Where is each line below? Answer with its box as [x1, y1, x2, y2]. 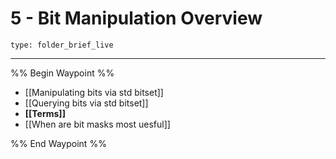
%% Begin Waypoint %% [10, 67, 115, 79]
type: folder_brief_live [10, 40, 114, 50]
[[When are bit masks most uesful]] [24, 118, 171, 130]
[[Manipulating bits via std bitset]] [24, 86, 164, 98]
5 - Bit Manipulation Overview [10, 7, 263, 30]
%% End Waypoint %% [10, 137, 107, 149]
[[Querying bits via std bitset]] [24, 97, 149, 109]
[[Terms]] [24, 107, 66, 119]
